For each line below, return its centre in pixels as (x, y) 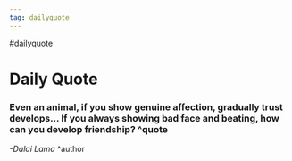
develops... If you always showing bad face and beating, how (144, 118)
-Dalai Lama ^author (47, 149)
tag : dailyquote (39, 17)
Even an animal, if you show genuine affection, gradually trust (146, 106)
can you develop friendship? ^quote (88, 129)
